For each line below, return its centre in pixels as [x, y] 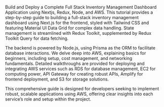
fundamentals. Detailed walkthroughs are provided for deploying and [75, 64]
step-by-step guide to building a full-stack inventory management [72, 17]
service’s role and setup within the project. [48, 99]
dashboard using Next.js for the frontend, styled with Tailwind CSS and [77, 23]
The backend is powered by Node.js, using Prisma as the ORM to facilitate [80, 48]
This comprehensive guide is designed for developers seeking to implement [82, 89]
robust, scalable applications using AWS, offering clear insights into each [79, 94]
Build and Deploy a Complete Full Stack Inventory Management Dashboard [81, 7]
